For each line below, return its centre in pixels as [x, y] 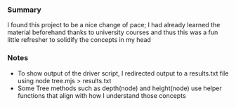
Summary [25, 10]
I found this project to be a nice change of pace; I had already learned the [114, 25]
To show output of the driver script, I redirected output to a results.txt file [123, 73]
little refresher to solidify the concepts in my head [79, 40]
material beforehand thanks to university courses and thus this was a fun [113, 32]
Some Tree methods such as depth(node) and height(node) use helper [120, 88]
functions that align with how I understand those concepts [101, 95]
